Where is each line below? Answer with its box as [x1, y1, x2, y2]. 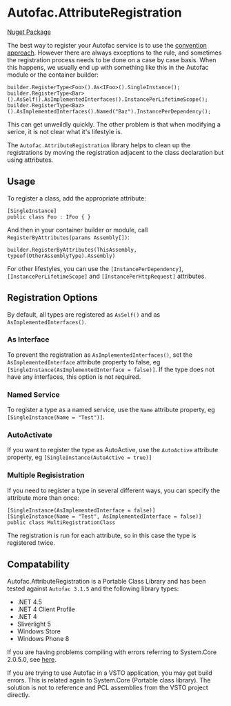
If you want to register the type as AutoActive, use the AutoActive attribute [7, 446, 219, 454]
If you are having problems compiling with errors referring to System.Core [7, 648, 217, 656]
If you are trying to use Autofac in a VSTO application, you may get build [7, 669, 212, 677]
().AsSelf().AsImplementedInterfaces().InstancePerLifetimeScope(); [7, 95, 208, 103]
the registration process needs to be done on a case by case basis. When [7, 55, 217, 64]
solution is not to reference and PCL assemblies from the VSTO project [7, 683, 208, 691]
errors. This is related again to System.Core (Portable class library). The [7, 676, 211, 684]
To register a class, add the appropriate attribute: [7, 194, 146, 202]
